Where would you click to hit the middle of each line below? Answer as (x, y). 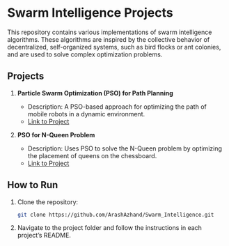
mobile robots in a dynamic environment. (86, 114)
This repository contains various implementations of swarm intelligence (110, 32)
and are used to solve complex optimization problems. (85, 54)
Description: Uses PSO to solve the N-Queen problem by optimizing (125, 148)
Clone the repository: (48, 202)
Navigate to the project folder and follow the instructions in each (109, 228)
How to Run (33, 185)
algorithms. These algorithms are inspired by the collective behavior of (109, 39)
